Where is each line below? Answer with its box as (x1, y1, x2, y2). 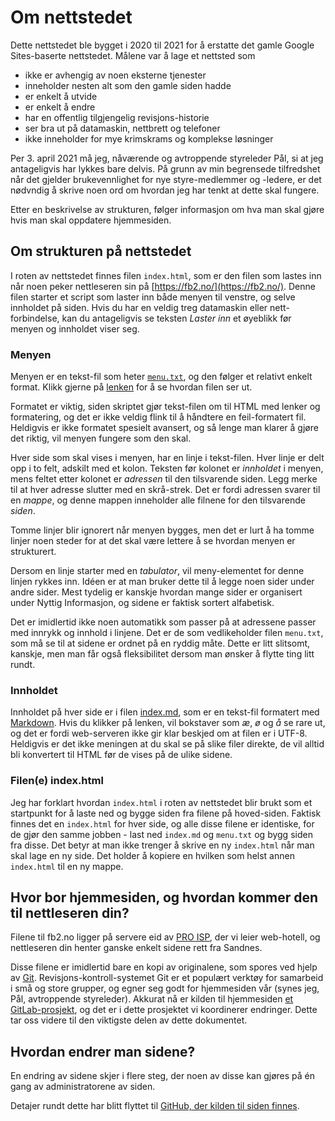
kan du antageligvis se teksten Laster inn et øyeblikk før (61, 312, 292, 324)
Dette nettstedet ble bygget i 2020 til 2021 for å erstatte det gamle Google (10, 39, 315, 51)
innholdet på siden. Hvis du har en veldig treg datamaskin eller (10, 301, 268, 313)
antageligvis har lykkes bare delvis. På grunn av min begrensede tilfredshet (10, 162, 321, 175)
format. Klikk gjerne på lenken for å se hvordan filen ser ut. (10, 381, 253, 393)
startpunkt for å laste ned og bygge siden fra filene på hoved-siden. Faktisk (10, 807, 322, 819)
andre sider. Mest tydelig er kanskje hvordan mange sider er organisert (10, 586, 303, 598)
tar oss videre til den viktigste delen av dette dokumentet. (10, 1014, 248, 1026)
